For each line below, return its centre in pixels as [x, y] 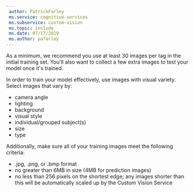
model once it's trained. [35, 68]
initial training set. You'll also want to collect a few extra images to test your [97, 62]
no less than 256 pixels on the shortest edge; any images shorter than [99, 176]
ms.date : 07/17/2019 [34, 34]
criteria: [16, 153]
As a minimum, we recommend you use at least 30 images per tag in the [93, 56]
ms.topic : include [31, 28]
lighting [24, 103]
